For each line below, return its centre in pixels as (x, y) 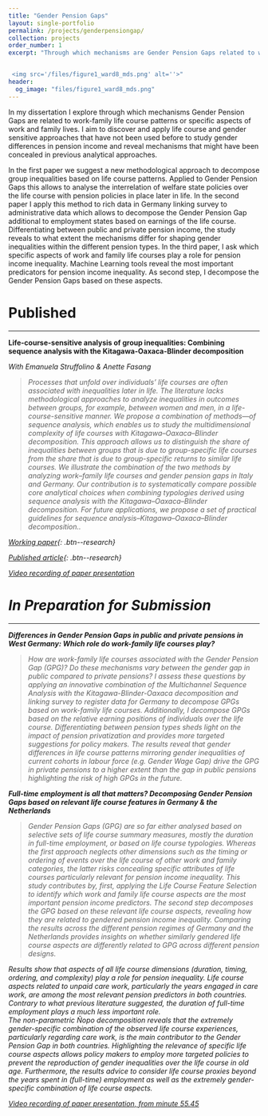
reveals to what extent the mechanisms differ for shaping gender (115, 238)
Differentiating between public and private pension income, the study (122, 230)
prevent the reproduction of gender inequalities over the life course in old (128, 1062)
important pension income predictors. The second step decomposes (140, 902)
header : (21, 82)
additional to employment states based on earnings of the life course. (122, 221)
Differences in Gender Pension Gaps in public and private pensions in (126, 635)
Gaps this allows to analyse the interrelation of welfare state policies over (128, 187)
